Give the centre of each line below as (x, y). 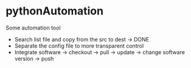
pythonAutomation (55, 11)
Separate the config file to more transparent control (79, 46)
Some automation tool (33, 28)
